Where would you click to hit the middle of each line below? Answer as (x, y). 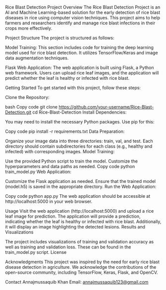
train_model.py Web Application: (38, 172)
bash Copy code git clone (31, 107)
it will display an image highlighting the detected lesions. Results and (75, 227)
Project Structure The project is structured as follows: (60, 38)
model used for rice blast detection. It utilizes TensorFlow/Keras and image (82, 53)
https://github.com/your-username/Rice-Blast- (106, 107)
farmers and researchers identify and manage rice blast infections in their (80, 23)
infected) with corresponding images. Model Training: (60, 151)
